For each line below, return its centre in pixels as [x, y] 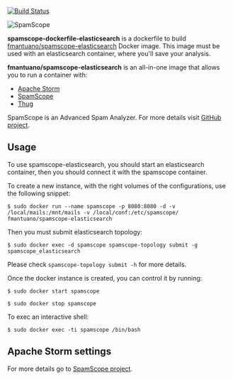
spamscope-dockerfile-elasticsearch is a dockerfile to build [97, 38]
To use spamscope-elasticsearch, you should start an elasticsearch [106, 164]
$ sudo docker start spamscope [53, 291]
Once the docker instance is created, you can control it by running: [105, 278]
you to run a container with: [47, 75]
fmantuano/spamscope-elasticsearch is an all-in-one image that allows [114, 67]
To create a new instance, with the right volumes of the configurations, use [117, 185]
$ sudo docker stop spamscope [52, 303]
